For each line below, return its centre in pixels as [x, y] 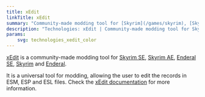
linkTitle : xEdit [28, 18]
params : [16, 35]
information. [22, 88]
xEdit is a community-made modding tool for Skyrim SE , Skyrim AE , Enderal [101, 57]
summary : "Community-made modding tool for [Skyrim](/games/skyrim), [97, 23]
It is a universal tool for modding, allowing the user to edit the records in [97, 75]
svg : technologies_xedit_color [57, 40]
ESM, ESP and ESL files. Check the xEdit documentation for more [88, 82]
